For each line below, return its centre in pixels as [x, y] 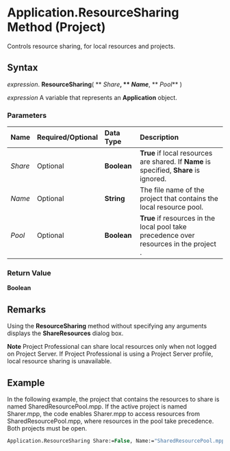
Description [159, 137]
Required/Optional [67, 137]
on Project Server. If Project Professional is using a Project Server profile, [110, 354]
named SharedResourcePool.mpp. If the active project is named [97, 406]
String [115, 199]
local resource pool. [172, 207]
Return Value [29, 273]
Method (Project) [56, 27]
